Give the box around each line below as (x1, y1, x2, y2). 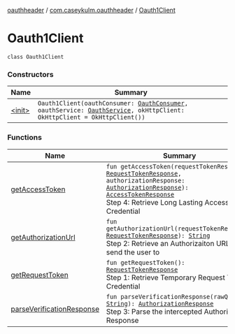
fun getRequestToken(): (106, 259, 185, 266)
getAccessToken (10, 184, 66, 194)
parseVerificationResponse (10, 304, 100, 314)
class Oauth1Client (7, 53, 64, 60)
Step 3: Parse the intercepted (106, 307, 203, 317)
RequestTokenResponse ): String (106, 231, 211, 240)
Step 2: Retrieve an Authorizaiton (106, 238, 215, 248)
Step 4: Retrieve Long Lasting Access (106, 197, 229, 207)
